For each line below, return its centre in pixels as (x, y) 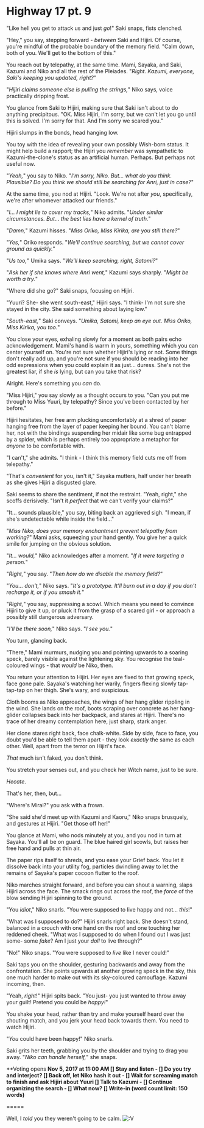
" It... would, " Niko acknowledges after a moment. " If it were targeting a (95, 555)
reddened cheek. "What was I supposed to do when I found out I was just (98, 934)
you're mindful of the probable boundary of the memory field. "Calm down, (100, 46)
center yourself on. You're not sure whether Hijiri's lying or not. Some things (102, 352)
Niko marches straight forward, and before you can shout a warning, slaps (100, 885)
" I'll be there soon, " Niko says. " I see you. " (60, 629)
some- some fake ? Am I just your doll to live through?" (75, 941)
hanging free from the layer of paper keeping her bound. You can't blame (98, 426)
